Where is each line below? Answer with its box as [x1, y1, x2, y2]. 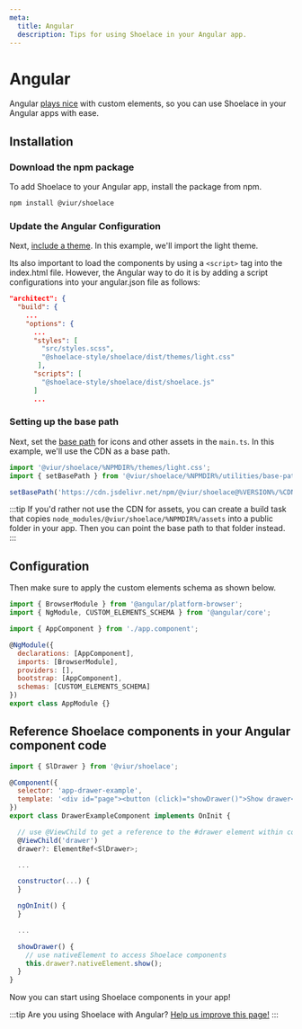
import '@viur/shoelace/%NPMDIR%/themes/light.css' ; [9, 463, 211, 472]
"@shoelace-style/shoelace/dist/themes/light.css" [41, 352, 235, 362]
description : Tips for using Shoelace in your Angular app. [17, 30, 247, 39]
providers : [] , [17, 666, 75, 675]
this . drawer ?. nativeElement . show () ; [25, 959, 164, 968]
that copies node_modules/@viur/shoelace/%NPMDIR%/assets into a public [9, 513, 274, 524]
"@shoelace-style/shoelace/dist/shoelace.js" [41, 377, 216, 386]
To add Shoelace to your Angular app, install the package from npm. [9, 182, 262, 191]
